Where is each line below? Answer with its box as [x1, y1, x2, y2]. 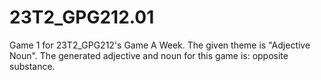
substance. [9, 60, 56, 72]
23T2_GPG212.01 [9, 6, 155, 29]
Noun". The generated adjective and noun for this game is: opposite [9, 49, 289, 61]
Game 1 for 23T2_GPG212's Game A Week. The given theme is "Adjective [9, 39, 311, 51]
